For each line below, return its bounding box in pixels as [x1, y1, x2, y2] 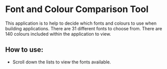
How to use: [5, 45, 44, 54]
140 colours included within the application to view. [5, 31, 112, 37]
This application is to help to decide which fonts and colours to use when [5, 20, 157, 26]
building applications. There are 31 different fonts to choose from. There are [5, 25, 162, 31]
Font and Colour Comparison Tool [5, 4, 149, 15]
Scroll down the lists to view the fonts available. [12, 59, 111, 65]
